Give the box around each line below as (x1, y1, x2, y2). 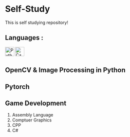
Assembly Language (12, 112, 54, 118)
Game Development (5, 99, 67, 107)
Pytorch (5, 82, 30, 91)
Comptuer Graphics (12, 117, 52, 123)
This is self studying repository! (5, 20, 68, 25)
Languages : (5, 34, 44, 42)
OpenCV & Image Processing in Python (5, 66, 126, 74)
